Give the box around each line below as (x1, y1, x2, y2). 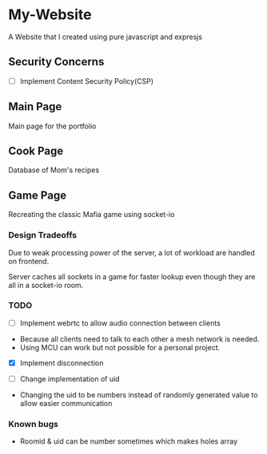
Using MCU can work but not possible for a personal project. (19, 342, 221, 352)
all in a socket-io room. (8, 280, 84, 290)
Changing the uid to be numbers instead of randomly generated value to (19, 390, 258, 400)
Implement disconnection (19, 357, 104, 368)
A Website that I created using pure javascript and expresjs (8, 32, 202, 41)
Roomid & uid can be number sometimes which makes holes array (19, 436, 238, 446)
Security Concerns (8, 55, 105, 69)
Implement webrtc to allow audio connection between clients (19, 318, 221, 328)
